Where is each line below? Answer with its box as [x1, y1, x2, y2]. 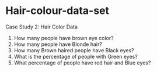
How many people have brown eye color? [13, 34, 114, 41]
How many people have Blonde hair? [13, 41, 103, 48]
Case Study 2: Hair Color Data [5, 23, 78, 30]
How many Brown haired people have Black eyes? [13, 46, 135, 53]
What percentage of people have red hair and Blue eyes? [13, 59, 151, 66]
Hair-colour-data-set [5, 4, 109, 17]
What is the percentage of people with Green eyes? [13, 53, 138, 60]
